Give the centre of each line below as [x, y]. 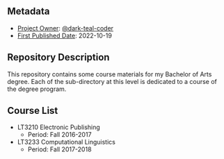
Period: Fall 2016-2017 [59, 135]
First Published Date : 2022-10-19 [65, 35]
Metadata [29, 11]
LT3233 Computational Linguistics [66, 142]
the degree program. [37, 89]
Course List [33, 111]
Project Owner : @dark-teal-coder [65, 28]
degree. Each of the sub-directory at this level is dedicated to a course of [112, 81]
